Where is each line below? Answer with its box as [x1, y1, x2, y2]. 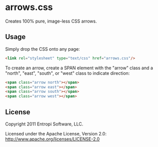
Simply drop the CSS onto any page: [5, 46, 80, 52]
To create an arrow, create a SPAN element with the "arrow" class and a [5, 65, 153, 71]
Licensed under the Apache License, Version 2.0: [5, 130, 106, 136]
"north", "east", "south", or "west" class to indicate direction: [5, 70, 130, 76]
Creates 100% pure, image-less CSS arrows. [5, 18, 97, 24]
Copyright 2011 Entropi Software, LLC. [5, 121, 83, 127]
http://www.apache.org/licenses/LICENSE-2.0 [5, 136, 100, 142]
